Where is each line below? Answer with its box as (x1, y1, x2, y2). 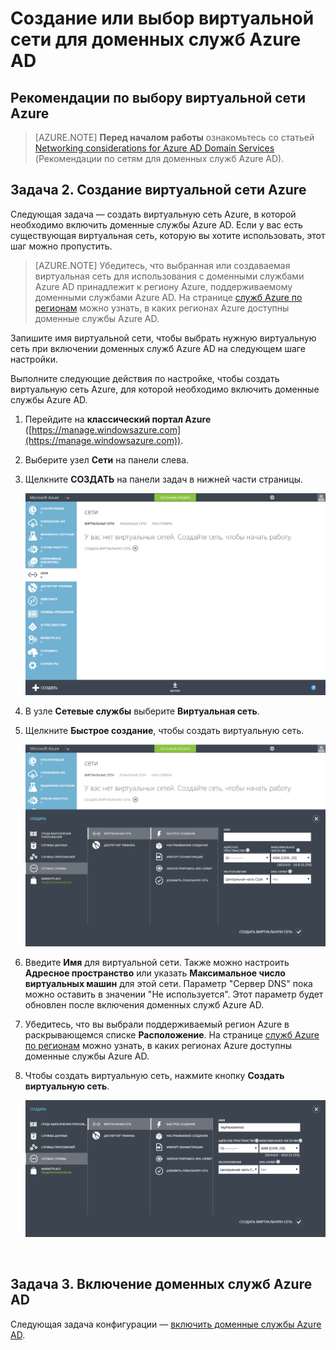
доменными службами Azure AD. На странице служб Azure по (34, 291, 303, 303)
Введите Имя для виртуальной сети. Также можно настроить (24, 956, 290, 968)
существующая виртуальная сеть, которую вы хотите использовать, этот (10, 229, 326, 241)
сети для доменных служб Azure (10, 28, 302, 51)
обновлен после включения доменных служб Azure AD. (24, 998, 265, 1011)
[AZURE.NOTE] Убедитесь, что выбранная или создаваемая (34, 259, 291, 271)
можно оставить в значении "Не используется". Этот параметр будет (24, 988, 324, 1000)
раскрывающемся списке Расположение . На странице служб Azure (24, 1028, 320, 1041)
